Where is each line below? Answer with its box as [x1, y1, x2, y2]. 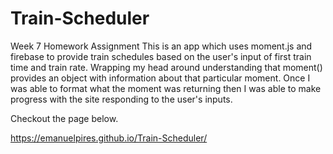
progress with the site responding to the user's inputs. [10, 93, 233, 105]
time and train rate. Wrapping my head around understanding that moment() [10, 61, 323, 73]
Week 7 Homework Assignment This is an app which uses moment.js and [10, 40, 313, 52]
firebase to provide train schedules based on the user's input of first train [10, 50, 312, 62]
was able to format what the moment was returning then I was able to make [10, 82, 322, 94]
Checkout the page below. [10, 112, 119, 124]
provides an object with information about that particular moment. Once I [10, 72, 311, 84]
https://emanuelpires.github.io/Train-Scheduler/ [10, 132, 208, 144]
